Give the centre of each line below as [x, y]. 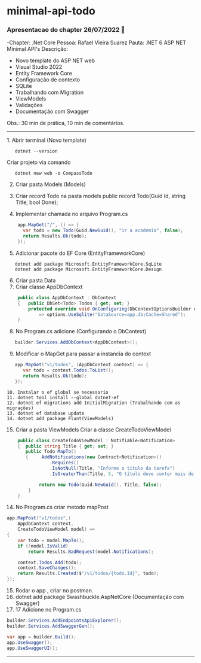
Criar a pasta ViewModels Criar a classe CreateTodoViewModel [93, 430]
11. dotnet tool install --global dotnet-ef [63, 397]
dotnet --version [36, 151]
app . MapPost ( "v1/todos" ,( [39, 518]
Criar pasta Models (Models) [50, 184]
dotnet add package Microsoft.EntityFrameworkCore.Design [88, 269]
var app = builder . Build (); [42, 637]
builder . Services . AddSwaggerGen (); [51, 626]
